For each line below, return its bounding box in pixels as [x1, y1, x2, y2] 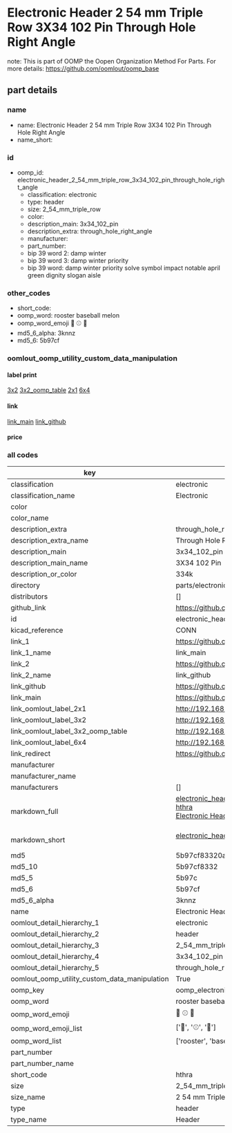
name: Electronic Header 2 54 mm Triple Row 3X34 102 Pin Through [17, 121, 212, 129]
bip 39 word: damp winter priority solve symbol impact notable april [27, 264, 221, 272]
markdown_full [10, 806, 59, 816]
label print [7, 371, 37, 379]
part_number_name [10, 1058, 74, 1068]
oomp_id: [17, 168, 44, 177]
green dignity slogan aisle [27, 271, 101, 279]
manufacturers [10, 782, 59, 792]
